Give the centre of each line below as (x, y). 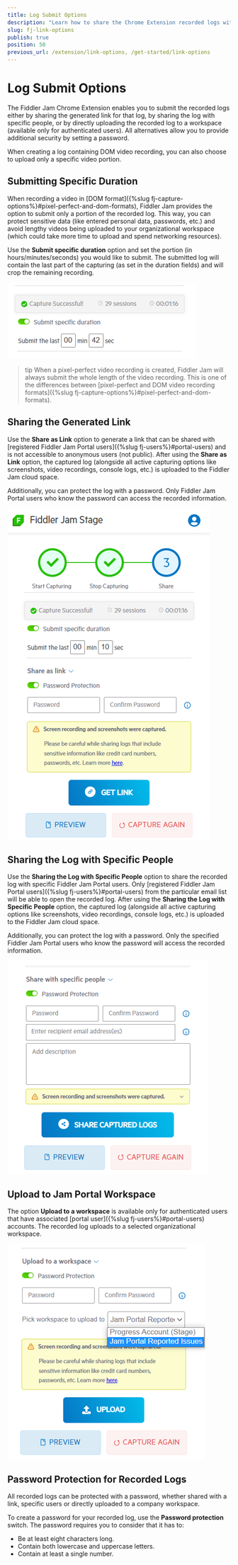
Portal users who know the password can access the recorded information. (117, 498)
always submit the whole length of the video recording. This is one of (125, 377)
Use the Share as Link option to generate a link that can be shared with (111, 439)
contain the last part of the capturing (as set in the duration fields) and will (115, 265)
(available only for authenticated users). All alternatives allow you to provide (118, 130)
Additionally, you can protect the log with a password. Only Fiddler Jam (112, 490)
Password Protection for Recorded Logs (97, 1479)
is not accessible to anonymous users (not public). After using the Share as (117, 454)
